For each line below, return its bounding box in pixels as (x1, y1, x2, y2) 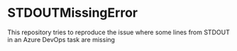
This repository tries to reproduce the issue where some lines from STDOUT (7, 28, 231, 36)
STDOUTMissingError (7, 5, 138, 21)
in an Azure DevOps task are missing (7, 35, 116, 43)
